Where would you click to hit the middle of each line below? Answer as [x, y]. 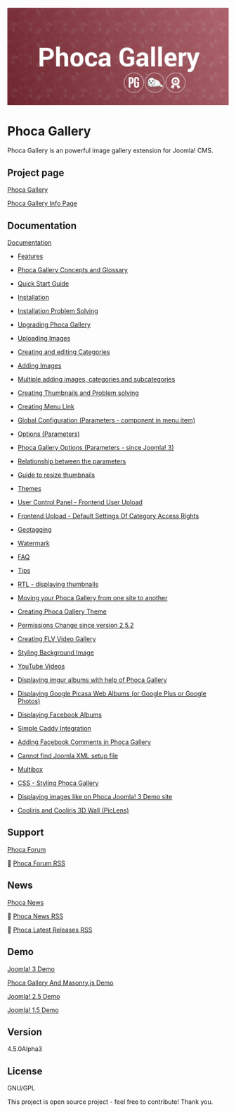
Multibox [30, 770]
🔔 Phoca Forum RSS [36, 863]
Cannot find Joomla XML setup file [68, 756]
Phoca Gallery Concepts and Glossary [73, 270]
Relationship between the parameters [72, 461]
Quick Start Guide [43, 284]
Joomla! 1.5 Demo [33, 1010]
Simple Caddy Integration [54, 729]
